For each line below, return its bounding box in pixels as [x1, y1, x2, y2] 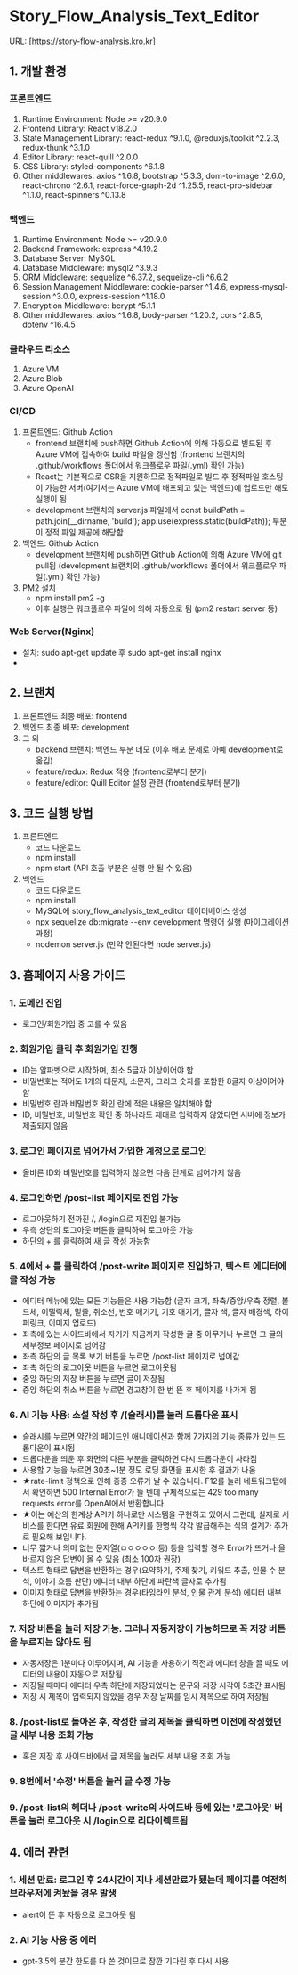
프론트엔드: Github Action [21, 426, 113, 437]
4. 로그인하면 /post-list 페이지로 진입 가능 [9, 1191, 179, 1204]
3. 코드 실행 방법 [9, 806, 93, 821]
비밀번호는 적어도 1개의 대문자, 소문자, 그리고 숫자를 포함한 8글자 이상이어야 [21, 1076, 285, 1087]
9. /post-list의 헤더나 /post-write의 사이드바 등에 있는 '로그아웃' [9, 1801, 273, 1814]
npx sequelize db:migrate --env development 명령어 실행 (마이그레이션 [35, 917, 290, 927]
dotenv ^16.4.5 [21, 319, 76, 330]
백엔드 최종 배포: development [21, 722, 130, 732]
